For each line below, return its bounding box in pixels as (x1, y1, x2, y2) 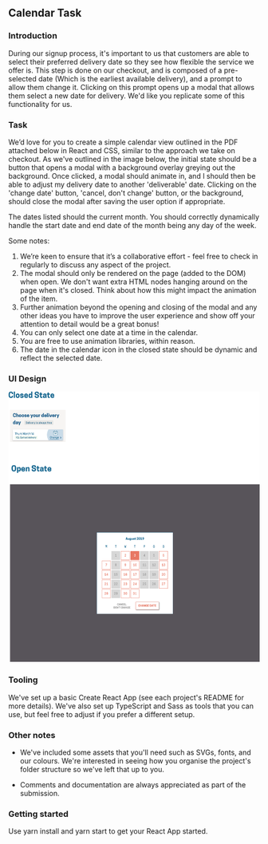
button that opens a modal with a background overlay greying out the (8, 163, 236, 172)
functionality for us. (8, 99, 73, 108)
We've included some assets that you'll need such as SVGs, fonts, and (19, 747, 251, 757)
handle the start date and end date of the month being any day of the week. (8, 220, 257, 230)
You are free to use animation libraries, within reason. (19, 336, 195, 345)
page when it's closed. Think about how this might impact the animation (19, 285, 257, 294)
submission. (19, 788, 60, 798)
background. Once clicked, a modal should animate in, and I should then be (8, 171, 256, 180)
